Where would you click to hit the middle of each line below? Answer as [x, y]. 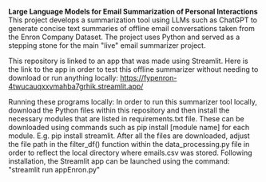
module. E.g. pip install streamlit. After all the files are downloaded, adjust [129, 136]
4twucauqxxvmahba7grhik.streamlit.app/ [76, 86]
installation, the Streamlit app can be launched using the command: [119, 161]
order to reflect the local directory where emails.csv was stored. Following [131, 152]
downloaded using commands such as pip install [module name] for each [129, 127]
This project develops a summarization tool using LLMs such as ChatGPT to [133, 20]
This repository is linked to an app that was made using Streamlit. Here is [129, 61]
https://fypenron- [148, 78]
